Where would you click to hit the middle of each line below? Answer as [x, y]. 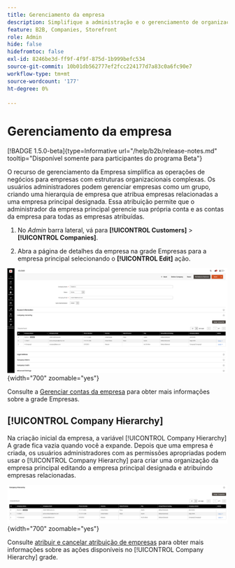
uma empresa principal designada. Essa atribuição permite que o [101, 202]
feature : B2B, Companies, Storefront [62, 29]
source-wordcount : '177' [43, 81]
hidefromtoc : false [36, 52]
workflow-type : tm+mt [39, 74]
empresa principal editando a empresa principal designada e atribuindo [110, 467]
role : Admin [24, 37]
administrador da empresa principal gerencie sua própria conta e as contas [116, 209]
